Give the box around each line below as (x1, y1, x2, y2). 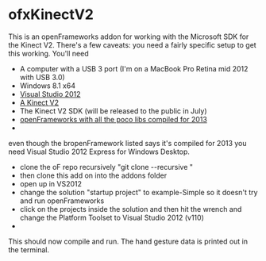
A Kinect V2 (19, 98, 60, 107)
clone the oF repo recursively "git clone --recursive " (19, 162, 193, 171)
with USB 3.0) (19, 72, 65, 82)
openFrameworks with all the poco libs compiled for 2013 (19, 114, 208, 124)
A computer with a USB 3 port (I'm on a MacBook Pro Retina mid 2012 (19, 63, 249, 73)
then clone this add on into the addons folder (19, 171, 168, 180)
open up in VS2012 (19, 178, 82, 188)
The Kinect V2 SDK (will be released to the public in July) (19, 106, 208, 116)
